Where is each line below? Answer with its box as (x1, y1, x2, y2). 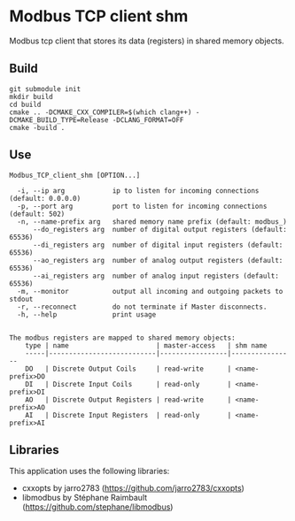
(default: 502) (9, 210, 66, 218)
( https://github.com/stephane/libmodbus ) (21, 502, 174, 512)
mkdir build (9, 92, 53, 101)
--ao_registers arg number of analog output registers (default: (32, 256, 283, 264)
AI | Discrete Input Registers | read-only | (25, 410, 232, 419)
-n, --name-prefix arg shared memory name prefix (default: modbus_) (17, 217, 288, 226)
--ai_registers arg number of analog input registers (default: (32, 272, 279, 280)
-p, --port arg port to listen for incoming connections (17, 202, 268, 211)
